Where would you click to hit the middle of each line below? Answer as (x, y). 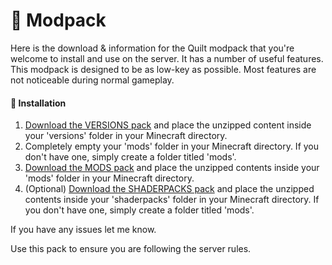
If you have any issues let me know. (83, 230)
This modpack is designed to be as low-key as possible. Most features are (163, 69)
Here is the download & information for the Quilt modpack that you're (152, 48)
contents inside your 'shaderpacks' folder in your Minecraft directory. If (172, 200)
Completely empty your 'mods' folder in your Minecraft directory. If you (172, 146)
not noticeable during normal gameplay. (92, 80)
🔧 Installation (38, 103)
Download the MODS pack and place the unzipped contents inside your (172, 168)
